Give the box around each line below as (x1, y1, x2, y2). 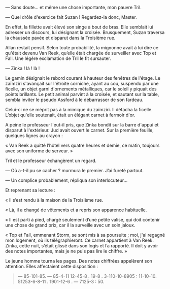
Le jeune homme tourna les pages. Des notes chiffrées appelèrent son (5, 258, 152, 264)
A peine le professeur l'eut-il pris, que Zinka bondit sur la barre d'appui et (5, 122, 159, 127)
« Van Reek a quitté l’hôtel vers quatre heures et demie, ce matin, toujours (5, 142, 160, 148)
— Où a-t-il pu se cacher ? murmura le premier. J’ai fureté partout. (5, 168, 144, 173)
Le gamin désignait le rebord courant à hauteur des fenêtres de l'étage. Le (5, 75, 161, 81)
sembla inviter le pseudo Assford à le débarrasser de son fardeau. (5, 97, 144, 103)
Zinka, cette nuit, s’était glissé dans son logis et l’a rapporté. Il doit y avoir (5, 243, 158, 248)
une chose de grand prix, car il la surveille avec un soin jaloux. (5, 222, 135, 228)
